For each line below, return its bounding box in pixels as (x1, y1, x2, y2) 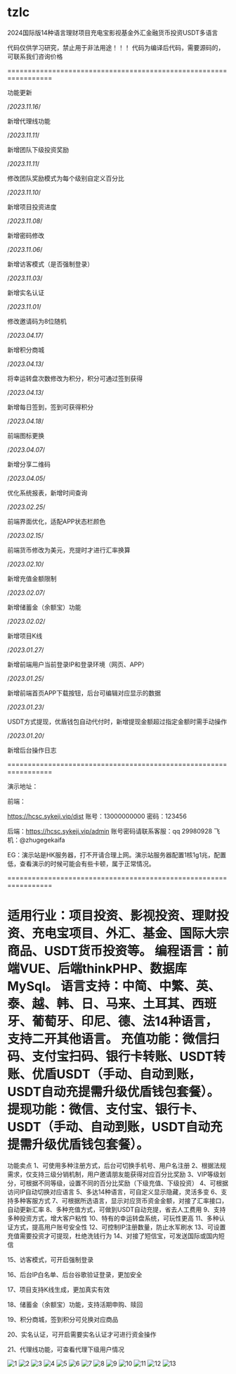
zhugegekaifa (25, 836, 65, 844)
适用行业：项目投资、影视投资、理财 (7, 908, 217, 924)
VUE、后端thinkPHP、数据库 (20, 961, 188, 977)
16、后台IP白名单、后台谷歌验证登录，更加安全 (7, 1270, 143, 1278)
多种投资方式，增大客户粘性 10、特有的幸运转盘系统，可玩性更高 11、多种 (7, 1214, 219, 1222)
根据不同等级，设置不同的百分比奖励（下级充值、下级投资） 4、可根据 (25, 1178, 228, 1187)
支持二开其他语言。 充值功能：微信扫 (7, 1031, 220, 1047)
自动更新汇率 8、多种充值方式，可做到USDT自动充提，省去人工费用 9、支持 (7, 1205, 226, 1214)
